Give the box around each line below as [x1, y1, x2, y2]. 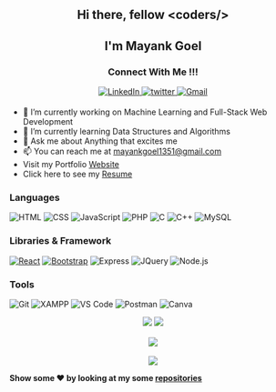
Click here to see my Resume [22, 168, 133, 180]
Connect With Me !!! [107, 65, 199, 78]
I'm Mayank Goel [104, 38, 202, 54]
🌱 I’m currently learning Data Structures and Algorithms [22, 126, 230, 137]
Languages [9, 191, 61, 204]
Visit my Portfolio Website [22, 159, 120, 170]
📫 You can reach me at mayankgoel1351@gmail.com [22, 146, 222, 157]
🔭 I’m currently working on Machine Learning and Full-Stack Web [22, 106, 268, 117]
